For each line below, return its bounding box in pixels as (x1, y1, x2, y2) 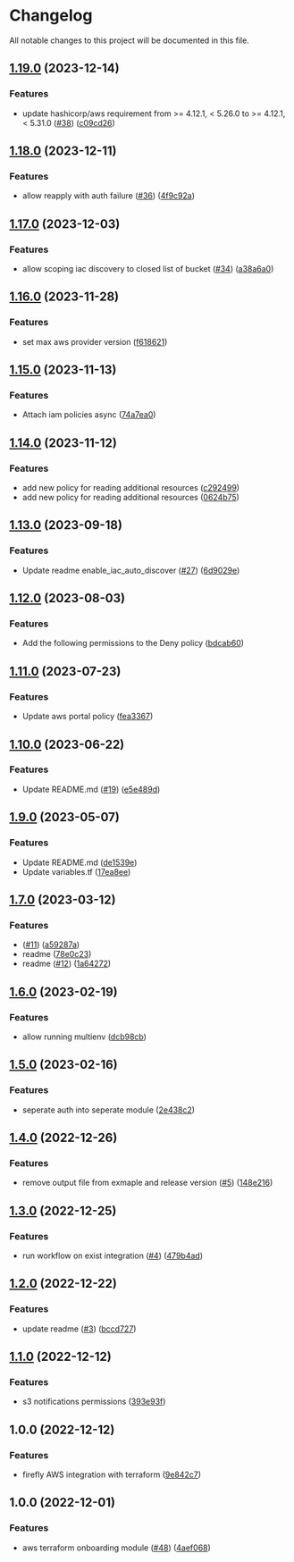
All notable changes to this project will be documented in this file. (9, 35, 250, 46)
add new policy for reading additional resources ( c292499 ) (21, 483, 239, 493)
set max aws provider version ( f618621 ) (21, 336, 168, 347)
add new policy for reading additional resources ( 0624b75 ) (21, 492, 239, 503)
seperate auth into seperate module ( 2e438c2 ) (21, 1104, 195, 1115)
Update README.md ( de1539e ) (21, 857, 138, 868)
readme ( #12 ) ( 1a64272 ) (21, 958, 112, 970)
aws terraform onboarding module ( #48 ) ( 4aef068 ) (21, 1542, 212, 1553)
